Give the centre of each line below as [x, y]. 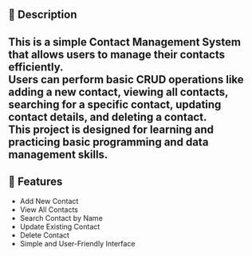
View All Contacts [49, 210]
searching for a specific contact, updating [115, 104]
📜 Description [43, 15]
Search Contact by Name [61, 218]
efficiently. [36, 67]
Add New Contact [49, 201]
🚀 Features [35, 182]
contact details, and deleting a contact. [108, 117]
